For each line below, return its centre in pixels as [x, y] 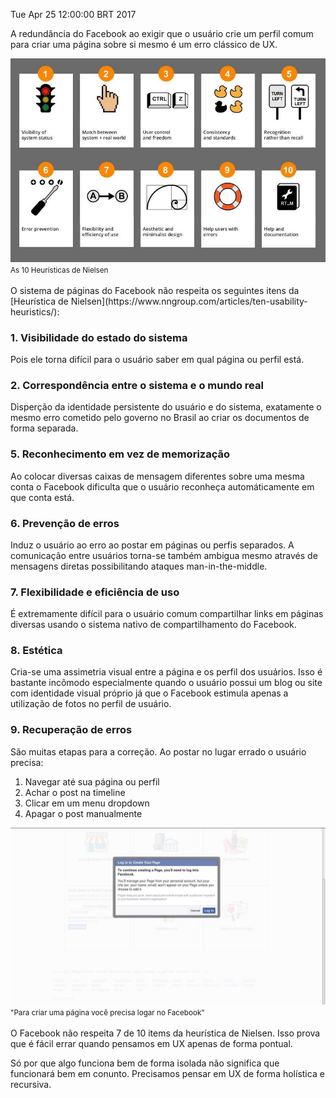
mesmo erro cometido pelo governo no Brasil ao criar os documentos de [160, 418]
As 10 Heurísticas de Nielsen [59, 270]
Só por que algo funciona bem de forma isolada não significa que [145, 1063]
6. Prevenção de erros [65, 523]
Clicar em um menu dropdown [87, 803]
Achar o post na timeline [75, 792]
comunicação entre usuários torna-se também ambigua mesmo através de [164, 555]
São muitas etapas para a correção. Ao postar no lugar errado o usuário [158, 751]
